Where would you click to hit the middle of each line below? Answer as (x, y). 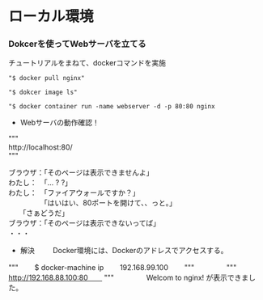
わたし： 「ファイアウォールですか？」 (74, 193)
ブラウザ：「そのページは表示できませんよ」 (81, 173)
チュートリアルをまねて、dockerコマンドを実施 (87, 63)
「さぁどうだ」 (45, 213)
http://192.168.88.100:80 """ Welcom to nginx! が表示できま (129, 278)
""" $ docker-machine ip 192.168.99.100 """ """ (123, 268)
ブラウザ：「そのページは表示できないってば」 (84, 223)
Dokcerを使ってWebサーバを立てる (78, 44)
